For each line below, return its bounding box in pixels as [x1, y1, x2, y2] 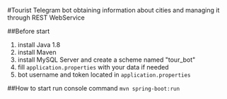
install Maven [17, 48, 57, 56]
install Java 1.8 [17, 41, 61, 48]
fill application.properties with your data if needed [17, 63, 169, 71]
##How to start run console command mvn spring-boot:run [7, 84, 180, 92]
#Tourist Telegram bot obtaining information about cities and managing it [7, 6, 220, 14]
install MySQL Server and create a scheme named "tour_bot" [17, 55, 196, 64]
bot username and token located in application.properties [17, 70, 191, 79]
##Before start [7, 27, 50, 35]
